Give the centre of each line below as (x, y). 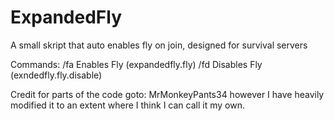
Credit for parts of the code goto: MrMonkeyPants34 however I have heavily (167, 94)
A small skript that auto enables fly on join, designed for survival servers (159, 45)
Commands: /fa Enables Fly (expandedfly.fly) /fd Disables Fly (136, 64)
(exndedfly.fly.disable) (56, 75)
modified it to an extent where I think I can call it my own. (127, 105)
